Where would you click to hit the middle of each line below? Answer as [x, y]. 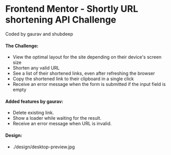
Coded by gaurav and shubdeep [39, 34]
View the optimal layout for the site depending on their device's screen [87, 57]
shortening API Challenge [61, 20]
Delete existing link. [33, 113]
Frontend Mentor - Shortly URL [72, 9]
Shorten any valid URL [36, 68]
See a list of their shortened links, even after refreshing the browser [84, 73]
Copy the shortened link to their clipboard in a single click [73, 79]
